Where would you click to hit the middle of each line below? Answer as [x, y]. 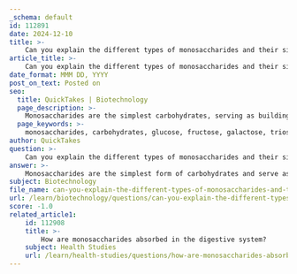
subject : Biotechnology [53, 182]
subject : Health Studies [71, 247]
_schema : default [41, 17]
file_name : [29, 190]
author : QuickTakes [45, 141]
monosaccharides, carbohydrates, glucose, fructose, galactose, [146, 133]
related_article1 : [43, 214]
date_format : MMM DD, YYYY [59, 75]
